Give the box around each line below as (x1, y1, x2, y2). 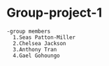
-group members (6, 28, 51, 35)
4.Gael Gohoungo (13, 52, 60, 59)
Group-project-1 (6, 5, 103, 21)
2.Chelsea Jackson (13, 40, 67, 47)
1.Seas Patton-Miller (13, 33, 76, 41)
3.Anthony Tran (13, 46, 57, 53)
